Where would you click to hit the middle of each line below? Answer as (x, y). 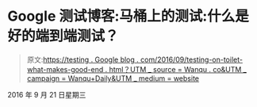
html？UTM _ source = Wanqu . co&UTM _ (178, 69)
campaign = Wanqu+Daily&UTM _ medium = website (113, 78)
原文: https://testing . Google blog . (83, 59)
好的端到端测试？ (63, 36)
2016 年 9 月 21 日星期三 (47, 94)
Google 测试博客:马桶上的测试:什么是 (128, 16)
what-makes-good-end (65, 69)
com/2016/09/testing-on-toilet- (192, 59)
